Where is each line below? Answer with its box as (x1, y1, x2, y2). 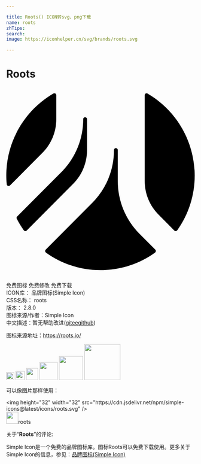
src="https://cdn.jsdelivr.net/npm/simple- (81, 399, 184, 406)
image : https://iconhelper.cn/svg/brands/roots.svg (6, 37, 138, 43)
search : (6, 31, 26, 37)
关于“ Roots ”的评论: (6, 430, 54, 438)
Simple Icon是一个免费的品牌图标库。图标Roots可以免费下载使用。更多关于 (6, 444, 191, 451)
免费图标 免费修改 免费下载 (6, 282, 72, 289)
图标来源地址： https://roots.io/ (6, 332, 82, 339)
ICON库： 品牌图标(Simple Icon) (6, 289, 86, 296)
